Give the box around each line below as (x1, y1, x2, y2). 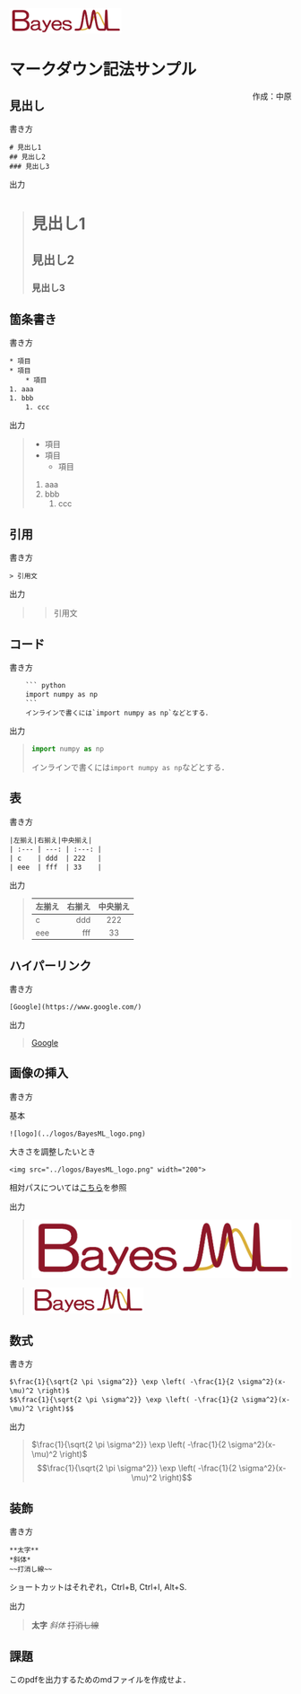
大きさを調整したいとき (9, 1145, 96, 1156)
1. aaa (9, 385, 34, 394)
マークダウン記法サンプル (9, 59, 197, 80)
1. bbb (9, 394, 34, 403)
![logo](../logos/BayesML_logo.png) (9, 1129, 146, 1138)
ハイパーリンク (9, 958, 92, 973)
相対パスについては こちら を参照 (9, 1181, 127, 1192)
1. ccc (25, 403, 50, 412)
